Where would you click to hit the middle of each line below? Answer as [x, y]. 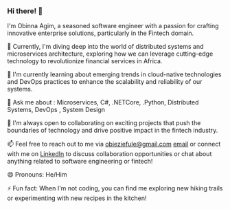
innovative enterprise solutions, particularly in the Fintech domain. [101, 33]
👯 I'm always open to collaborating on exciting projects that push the [104, 123]
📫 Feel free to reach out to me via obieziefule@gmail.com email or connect [114, 144]
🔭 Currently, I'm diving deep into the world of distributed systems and [105, 47]
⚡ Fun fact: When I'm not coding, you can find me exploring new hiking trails [115, 188]
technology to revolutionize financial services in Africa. [85, 61]
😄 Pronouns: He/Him [37, 175]
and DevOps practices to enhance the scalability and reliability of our [105, 82]
